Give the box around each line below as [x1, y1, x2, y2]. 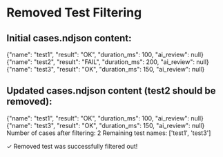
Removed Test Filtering [6, 5, 142, 21]
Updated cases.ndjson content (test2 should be [6, 85, 216, 97]
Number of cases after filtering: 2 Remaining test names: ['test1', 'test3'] [6, 129, 211, 137]
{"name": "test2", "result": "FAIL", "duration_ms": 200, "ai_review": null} [6, 58, 210, 66]
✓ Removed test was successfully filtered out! [6, 142, 138, 150]
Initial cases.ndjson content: [6, 32, 132, 44]
